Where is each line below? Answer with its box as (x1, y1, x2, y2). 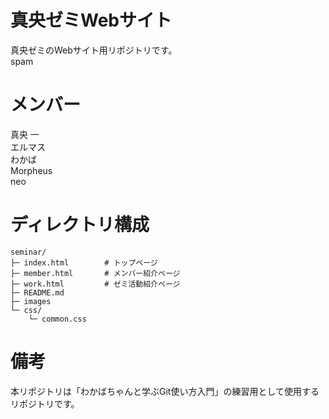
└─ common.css (28, 314, 87, 324)
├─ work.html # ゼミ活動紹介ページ (10, 279, 181, 289)
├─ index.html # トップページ (10, 257, 158, 268)
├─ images (10, 296, 52, 306)
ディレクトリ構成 (10, 214, 150, 236)
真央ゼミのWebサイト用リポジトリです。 (10, 44, 178, 56)
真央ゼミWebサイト (10, 9, 172, 32)
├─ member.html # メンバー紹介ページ (10, 268, 181, 278)
